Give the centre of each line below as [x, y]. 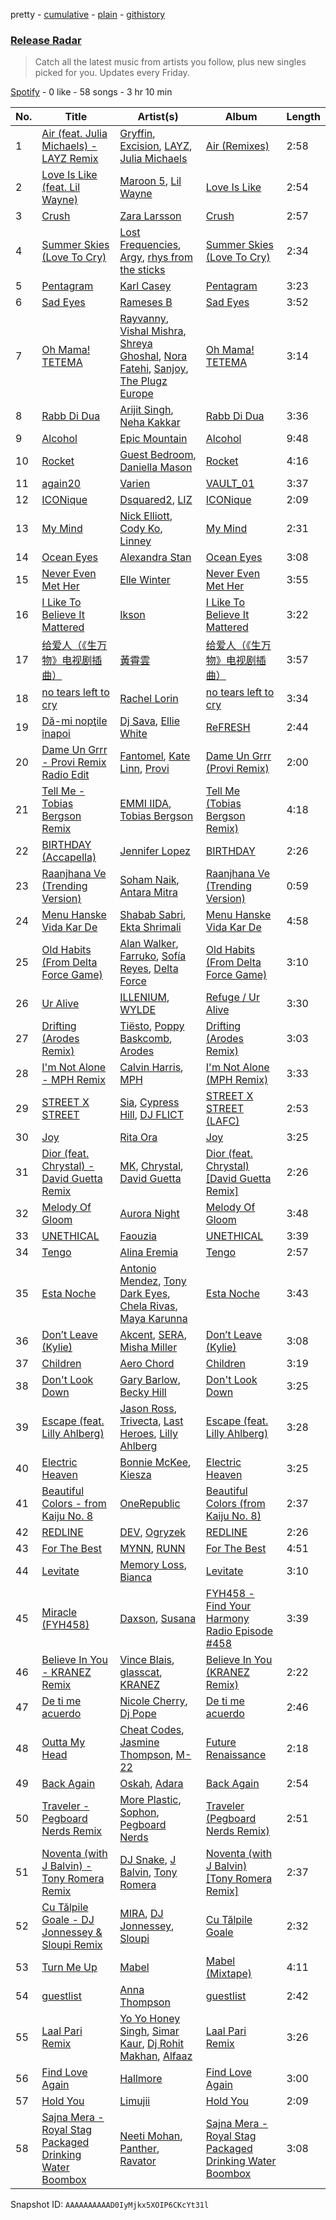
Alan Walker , [149, 944]
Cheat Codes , [152, 1730]
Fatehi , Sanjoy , [154, 369]
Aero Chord [147, 1364]
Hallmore [141, 2079]
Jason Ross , [148, 1409]
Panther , [139, 2149]
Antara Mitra [148, 892]
